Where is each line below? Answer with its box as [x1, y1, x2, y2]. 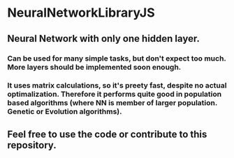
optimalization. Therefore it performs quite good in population [7, 89, 222, 99]
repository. [7, 139, 57, 151]
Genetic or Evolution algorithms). [7, 106, 122, 116]
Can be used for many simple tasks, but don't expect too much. [7, 54, 226, 63]
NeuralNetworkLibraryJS [7, 5, 155, 21]
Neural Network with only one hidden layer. [7, 33, 200, 45]
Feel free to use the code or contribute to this [7, 128, 207, 140]
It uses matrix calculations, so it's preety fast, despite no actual [7, 81, 227, 90]
